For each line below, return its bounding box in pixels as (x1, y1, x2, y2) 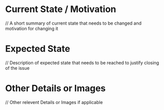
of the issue (5, 65, 30, 71)
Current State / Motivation (5, 4, 116, 15)
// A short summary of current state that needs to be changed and (5, 20, 142, 26)
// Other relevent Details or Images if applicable (5, 99, 103, 105)
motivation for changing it (5, 25, 59, 31)
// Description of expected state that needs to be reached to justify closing (5, 59, 159, 66)
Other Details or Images (5, 83, 106, 94)
